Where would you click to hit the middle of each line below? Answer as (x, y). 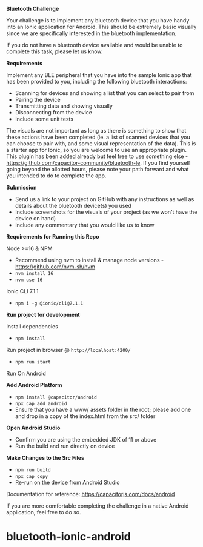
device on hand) (35, 218)
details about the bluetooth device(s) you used (73, 206)
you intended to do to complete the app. (56, 176)
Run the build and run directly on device (65, 446)
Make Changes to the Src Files (45, 458)
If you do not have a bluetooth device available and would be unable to (95, 45)
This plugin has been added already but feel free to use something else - (97, 156)
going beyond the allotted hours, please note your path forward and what (98, 169)
